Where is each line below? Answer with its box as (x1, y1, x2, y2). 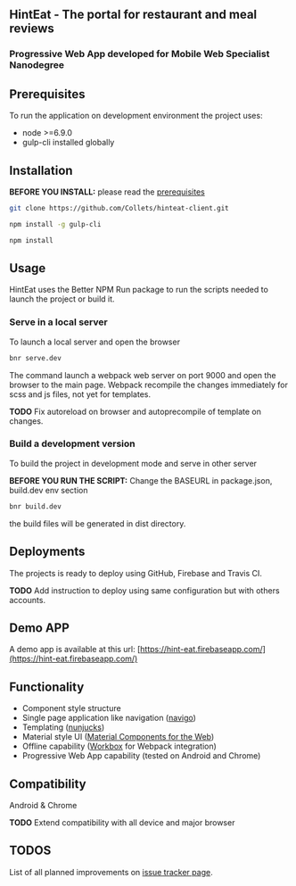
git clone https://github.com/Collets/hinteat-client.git (9, 203, 229, 212)
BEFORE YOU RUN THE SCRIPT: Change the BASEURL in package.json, (9, 475, 273, 485)
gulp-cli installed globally (21, 137, 115, 148)
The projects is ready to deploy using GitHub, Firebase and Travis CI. (9, 567, 263, 578)
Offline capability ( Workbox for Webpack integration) (21, 741, 217, 752)
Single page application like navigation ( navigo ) (21, 713, 196, 724)
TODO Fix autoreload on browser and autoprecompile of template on (9, 406, 261, 417)
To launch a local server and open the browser (9, 336, 181, 347)
